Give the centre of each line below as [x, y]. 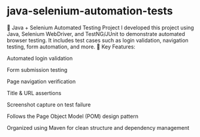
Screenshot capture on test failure [49, 104]
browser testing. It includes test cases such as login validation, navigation [98, 40]
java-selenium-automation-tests [90, 11]
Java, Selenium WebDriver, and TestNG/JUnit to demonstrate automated [96, 34]
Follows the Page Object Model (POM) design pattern [72, 116]
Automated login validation [40, 58]
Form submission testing [37, 69]
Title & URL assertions [34, 93]
